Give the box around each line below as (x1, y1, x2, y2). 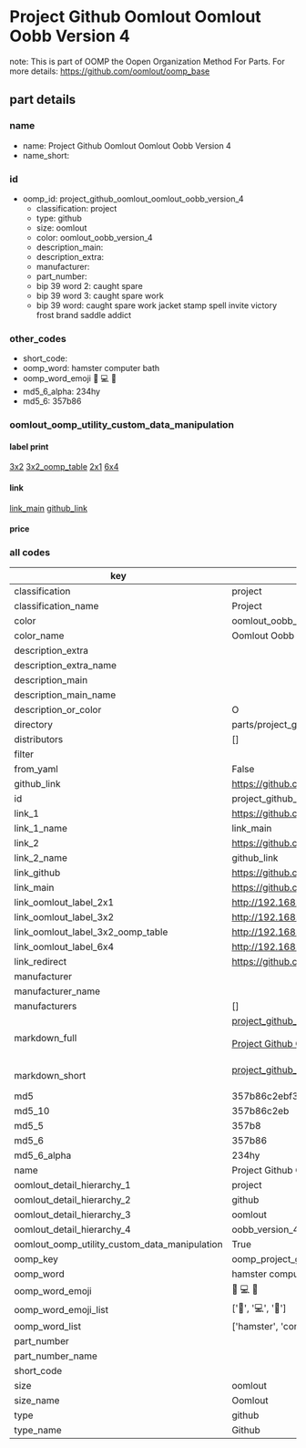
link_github (14, 866, 61, 879)
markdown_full (14, 1032, 77, 1045)
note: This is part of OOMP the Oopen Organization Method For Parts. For (9, 56, 285, 67)
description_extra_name (14, 659, 117, 672)
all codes (9, 546, 51, 559)
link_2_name (14, 852, 68, 864)
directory (14, 719, 53, 731)
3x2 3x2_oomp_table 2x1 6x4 (9, 461, 119, 472)
